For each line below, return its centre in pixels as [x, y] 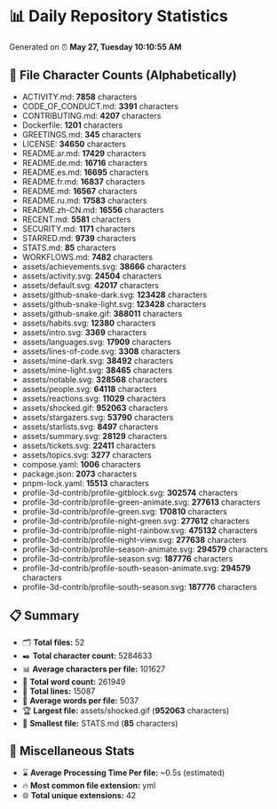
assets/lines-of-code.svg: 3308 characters [101, 351]
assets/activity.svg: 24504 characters [92, 276]
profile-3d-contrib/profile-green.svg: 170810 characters [125, 511]
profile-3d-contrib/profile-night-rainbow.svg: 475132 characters [140, 530]
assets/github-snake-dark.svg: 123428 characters [115, 295]
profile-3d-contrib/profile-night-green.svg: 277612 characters [136, 521]
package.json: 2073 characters [79, 474]
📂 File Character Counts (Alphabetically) [123, 75]
